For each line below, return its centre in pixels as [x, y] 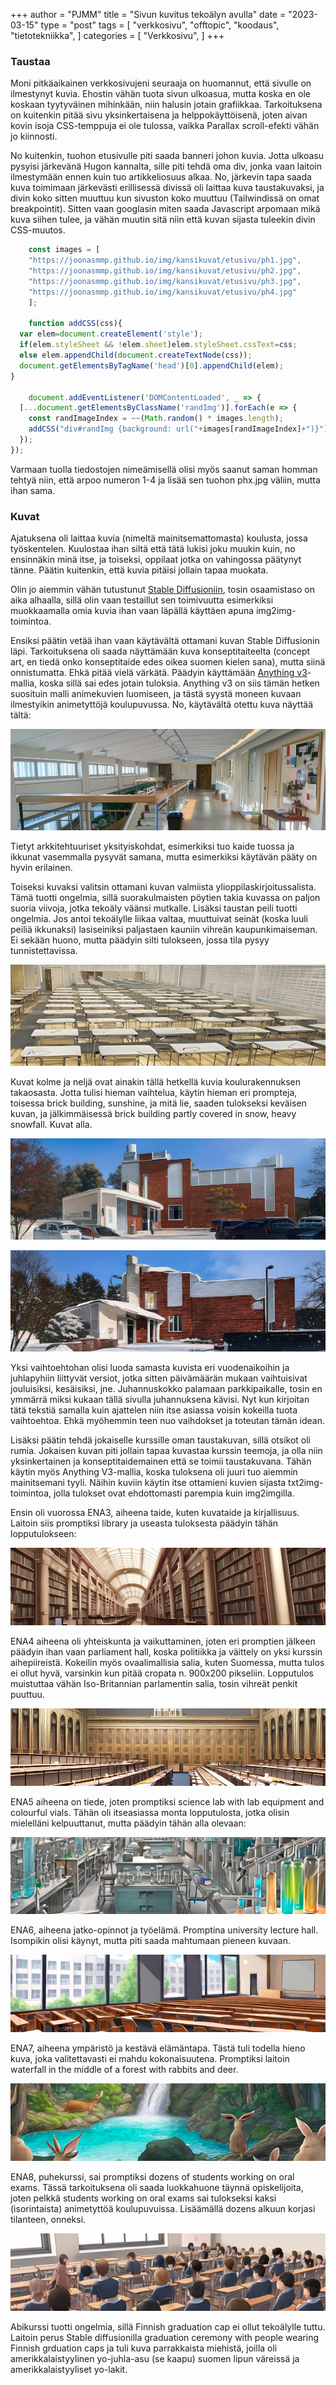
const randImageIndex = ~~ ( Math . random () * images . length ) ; [156, 419]
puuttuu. [27, 1694]
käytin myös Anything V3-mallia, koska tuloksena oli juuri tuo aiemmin [154, 1472]
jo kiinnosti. [34, 136]
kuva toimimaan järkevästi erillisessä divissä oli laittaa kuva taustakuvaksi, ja [167, 188]
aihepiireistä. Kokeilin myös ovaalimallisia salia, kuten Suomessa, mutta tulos [167, 1662]
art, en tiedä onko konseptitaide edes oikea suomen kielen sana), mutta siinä [168, 662]
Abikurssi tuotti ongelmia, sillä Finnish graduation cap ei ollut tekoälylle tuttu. [168, 2326]
